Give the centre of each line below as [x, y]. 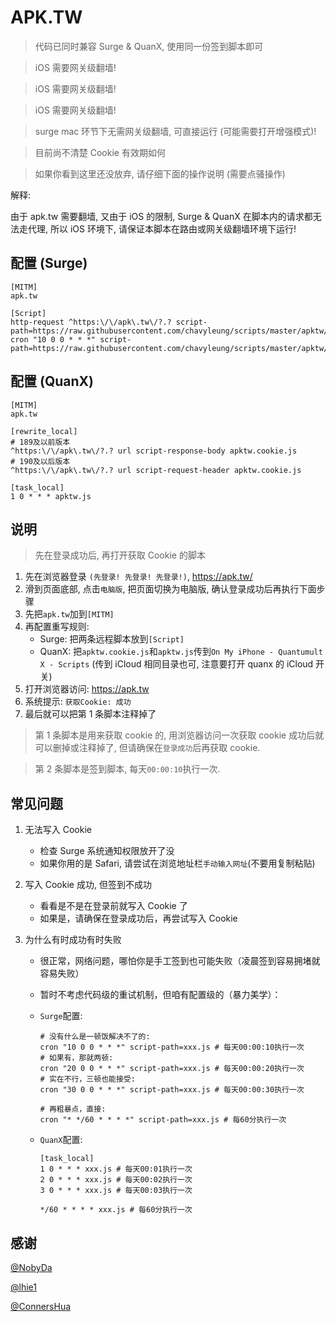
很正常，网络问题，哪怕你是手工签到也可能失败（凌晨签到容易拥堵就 [180, 961]
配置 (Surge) [49, 263]
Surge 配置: [61, 1016]
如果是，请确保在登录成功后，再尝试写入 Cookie [138, 918]
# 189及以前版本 [40, 442]
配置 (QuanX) [52, 381]
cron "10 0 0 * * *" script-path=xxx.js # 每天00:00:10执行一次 [172, 1047]
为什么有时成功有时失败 [73, 940]
